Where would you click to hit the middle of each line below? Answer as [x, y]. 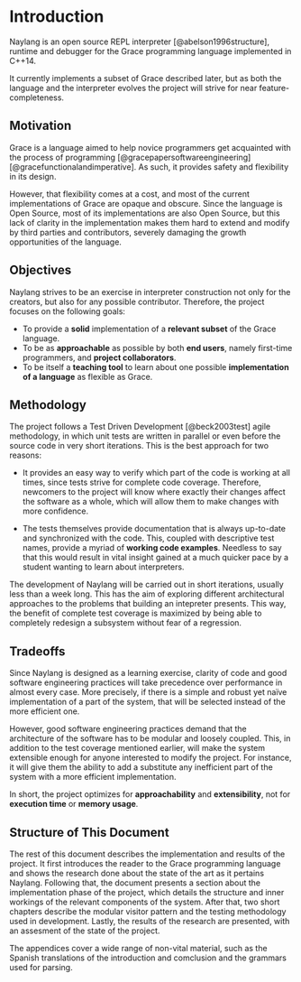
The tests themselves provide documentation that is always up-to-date [154, 529]
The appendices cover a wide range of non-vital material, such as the [138, 948]
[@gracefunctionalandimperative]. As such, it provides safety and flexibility [149, 167]
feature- [274, 88]
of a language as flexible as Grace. [87, 376]
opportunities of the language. [65, 242]
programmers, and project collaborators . [99, 357]
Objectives [41, 270]
